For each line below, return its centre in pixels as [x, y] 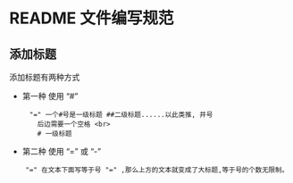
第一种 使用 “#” [50, 96]
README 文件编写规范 [92, 18]
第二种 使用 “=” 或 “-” [61, 151]
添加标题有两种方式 [45, 77]
